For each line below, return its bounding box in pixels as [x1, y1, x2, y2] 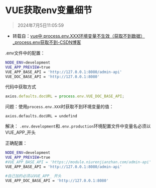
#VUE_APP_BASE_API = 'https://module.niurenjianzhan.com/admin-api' [5, 160, 151, 165]
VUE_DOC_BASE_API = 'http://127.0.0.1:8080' [5, 74, 100, 79]
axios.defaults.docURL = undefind [5, 114, 78, 119]
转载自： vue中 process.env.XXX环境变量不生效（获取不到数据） [12, 33, 145, 39]
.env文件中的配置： [5, 50, 45, 56]
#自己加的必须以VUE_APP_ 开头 [5, 173, 62, 178]
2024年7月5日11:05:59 [17, 22, 64, 28]
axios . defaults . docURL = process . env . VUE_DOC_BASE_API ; [5, 94, 124, 99]
